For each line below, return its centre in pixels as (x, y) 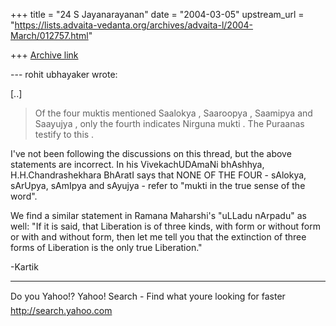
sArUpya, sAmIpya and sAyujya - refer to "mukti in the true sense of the (158, 185)
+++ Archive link (44, 55)
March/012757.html (49, 35)
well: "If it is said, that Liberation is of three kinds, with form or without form (165, 226)
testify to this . (64, 134)
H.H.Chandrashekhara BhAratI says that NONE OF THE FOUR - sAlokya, (158, 175)
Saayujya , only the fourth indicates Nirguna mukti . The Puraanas (169, 123)
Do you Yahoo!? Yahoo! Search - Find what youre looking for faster (148, 296)
